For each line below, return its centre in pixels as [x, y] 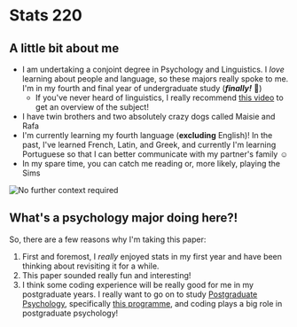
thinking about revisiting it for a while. [90, 266]
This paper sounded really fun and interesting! [106, 275]
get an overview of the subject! [92, 107]
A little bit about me [64, 48]
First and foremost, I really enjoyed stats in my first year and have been [152, 256]
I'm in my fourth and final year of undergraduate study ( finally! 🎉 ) [142, 88]
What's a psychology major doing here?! [124, 218]
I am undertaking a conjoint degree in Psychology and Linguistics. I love [153, 69]
